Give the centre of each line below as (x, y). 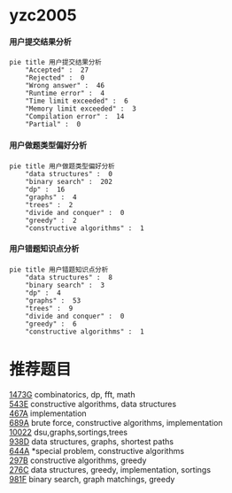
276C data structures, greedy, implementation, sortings (110, 469)
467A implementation (48, 413)
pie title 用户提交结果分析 (55, 63)
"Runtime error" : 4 (65, 94)
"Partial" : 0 (53, 125)
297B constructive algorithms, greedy (78, 460)
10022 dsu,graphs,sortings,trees (69, 432)
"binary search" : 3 (65, 285)
